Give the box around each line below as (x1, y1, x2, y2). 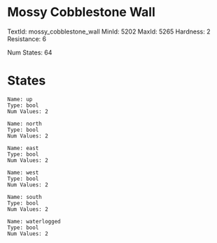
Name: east (7, 145, 39, 152)
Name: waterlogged (7, 218, 61, 225)
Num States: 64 (7, 48, 52, 57)
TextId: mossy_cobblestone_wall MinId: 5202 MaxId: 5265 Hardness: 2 (7, 27, 211, 36)
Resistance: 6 (7, 34, 47, 43)
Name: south (7, 193, 42, 200)
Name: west (7, 169, 39, 176)
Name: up (7, 96, 33, 103)
